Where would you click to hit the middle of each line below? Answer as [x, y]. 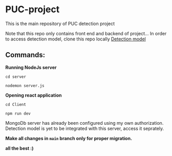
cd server [16, 77]
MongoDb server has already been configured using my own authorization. [84, 123]
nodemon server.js [25, 85]
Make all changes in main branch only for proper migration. [69, 138]
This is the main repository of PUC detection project [60, 24]
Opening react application [34, 95]
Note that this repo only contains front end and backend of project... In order [86, 33]
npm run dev [18, 114]
